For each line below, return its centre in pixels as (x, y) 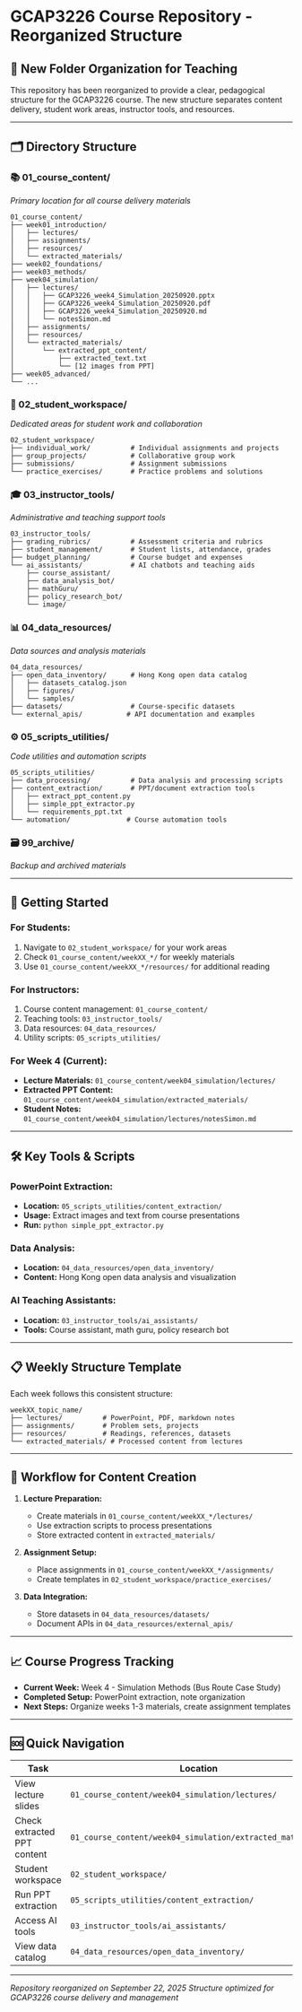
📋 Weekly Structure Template (96, 1367)
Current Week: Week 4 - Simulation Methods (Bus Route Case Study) (152, 1687)
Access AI (36, 1920)
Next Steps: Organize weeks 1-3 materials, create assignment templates (157, 1707)
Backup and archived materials (68, 866)
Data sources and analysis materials (78, 650)
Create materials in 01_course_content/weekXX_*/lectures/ (145, 1516)
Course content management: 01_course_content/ (116, 1009)
